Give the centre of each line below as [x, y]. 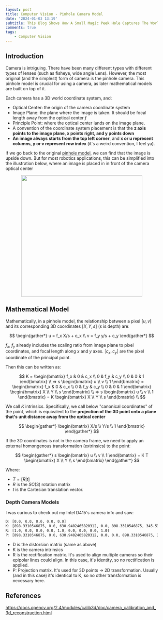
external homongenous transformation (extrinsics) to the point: [68, 446]
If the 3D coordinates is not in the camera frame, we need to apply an [75, 441]
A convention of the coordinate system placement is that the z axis [79, 128]
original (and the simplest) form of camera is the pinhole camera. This [75, 78]
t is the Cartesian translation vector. [48, 490]
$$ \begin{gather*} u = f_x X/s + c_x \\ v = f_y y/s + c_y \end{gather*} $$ [82, 335]
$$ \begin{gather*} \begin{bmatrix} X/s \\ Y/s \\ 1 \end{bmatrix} [82, 426]
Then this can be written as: [33, 367]
